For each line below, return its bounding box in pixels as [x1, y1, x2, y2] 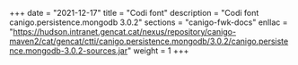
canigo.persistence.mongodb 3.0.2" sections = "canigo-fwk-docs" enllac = [9, 17, 288, 28]
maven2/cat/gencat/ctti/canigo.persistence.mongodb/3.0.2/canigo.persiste [9, 36, 289, 46]
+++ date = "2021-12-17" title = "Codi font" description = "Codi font [9, 8, 259, 18]
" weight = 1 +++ [127, 45, 189, 56]
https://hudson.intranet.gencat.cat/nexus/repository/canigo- [13, 27, 236, 37]
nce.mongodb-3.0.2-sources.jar [9, 45, 128, 56]
